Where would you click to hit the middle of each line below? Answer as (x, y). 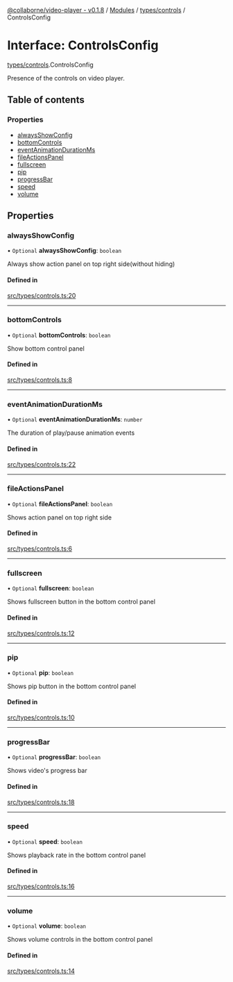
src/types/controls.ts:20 (42, 295)
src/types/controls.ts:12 (41, 633)
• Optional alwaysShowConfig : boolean (64, 251)
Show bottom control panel (46, 348)
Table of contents (46, 100)
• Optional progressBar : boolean (54, 757)
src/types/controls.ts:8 (40, 380)
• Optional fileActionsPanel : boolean (60, 504)
